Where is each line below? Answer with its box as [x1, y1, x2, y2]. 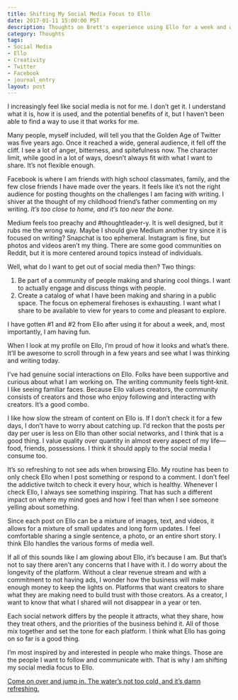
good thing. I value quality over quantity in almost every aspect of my [7, 436, 210, 445]
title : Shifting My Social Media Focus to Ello [7, 10, 151, 18]
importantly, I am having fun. [7, 327, 91, 337]
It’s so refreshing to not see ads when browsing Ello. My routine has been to [7, 465, 229, 474]
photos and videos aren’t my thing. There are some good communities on [7, 242, 222, 250]
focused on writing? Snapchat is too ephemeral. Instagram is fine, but [7, 234, 210, 242]
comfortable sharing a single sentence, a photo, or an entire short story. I [7, 532, 221, 541]
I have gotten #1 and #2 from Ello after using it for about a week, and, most [7, 320, 225, 329]
